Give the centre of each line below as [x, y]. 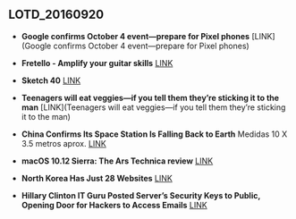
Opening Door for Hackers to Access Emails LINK [114, 205]
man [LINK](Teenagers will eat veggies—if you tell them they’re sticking [153, 107]
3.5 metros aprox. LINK [63, 143]
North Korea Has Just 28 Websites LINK [97, 178]
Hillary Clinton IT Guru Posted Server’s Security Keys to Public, [141, 195]
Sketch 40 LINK [51, 80]
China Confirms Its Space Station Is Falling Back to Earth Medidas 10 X [154, 134]
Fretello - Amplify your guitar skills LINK [97, 63]
